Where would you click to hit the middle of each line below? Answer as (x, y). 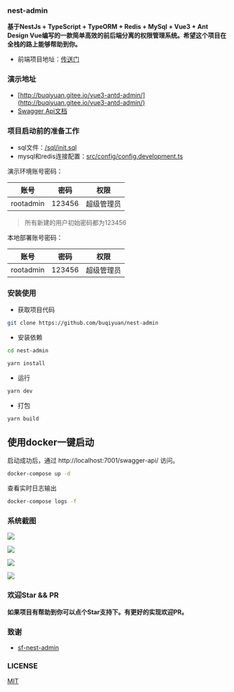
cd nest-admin (28, 351)
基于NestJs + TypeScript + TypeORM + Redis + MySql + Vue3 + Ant (108, 27)
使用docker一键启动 (51, 442)
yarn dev (20, 391)
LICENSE (23, 665)
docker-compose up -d (39, 474)
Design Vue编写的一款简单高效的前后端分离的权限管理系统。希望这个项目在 (117, 36)
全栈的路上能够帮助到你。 (44, 44)
